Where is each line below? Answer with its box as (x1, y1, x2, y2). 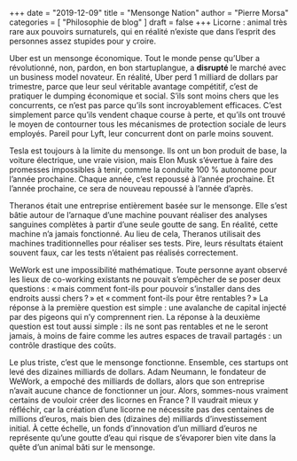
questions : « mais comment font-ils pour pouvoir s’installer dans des (9, 284, 262, 293)
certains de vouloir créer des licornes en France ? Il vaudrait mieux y (9, 395, 259, 405)
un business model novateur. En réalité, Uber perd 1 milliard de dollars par (9, 72, 278, 82)
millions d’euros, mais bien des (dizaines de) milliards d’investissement (9, 414, 268, 424)
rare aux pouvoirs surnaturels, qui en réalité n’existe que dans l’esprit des (9, 27, 277, 36)
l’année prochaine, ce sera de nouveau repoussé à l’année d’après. (9, 184, 254, 193)
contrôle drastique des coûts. (9, 340, 117, 350)
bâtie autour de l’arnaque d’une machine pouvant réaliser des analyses (9, 210, 268, 220)
